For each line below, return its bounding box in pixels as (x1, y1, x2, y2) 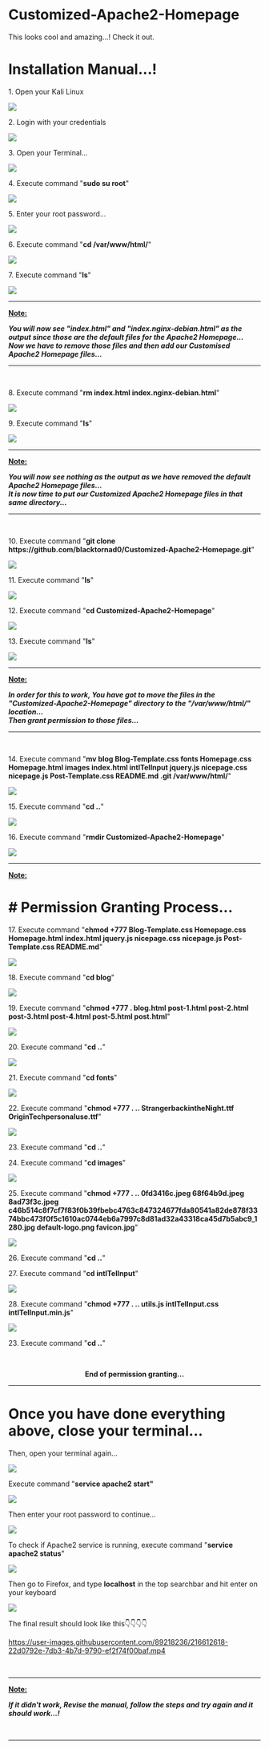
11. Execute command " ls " (8, 575, 94, 584)
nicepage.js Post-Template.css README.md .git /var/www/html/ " (8, 771, 232, 781)
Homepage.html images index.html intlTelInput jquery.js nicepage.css (8, 762, 248, 772)
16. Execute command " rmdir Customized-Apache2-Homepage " (8, 832, 226, 842)
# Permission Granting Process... (8, 899, 234, 917)
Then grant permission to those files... (8, 715, 139, 725)
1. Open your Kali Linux (8, 87, 84, 96)
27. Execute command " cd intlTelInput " (8, 1268, 139, 1278)
